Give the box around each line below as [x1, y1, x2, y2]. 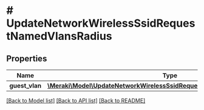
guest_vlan [9, 82, 41, 89]
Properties [6, 53, 47, 63]
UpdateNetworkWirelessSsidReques [6, 16, 195, 30]
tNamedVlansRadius [6, 30, 112, 43]
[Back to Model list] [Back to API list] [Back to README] [6, 97, 146, 104]
